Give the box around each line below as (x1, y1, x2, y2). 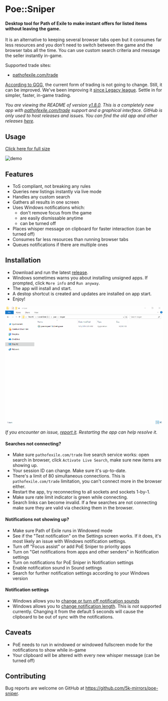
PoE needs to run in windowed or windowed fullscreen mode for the (12, 641, 152, 647)
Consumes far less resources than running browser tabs (12, 236, 128, 242)
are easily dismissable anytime (19, 215, 83, 221)
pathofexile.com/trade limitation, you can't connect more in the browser (12, 478, 162, 484)
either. (12, 483, 26, 489)
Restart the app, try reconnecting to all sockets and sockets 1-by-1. (12, 489, 150, 495)
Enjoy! (12, 296, 25, 302)
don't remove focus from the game (19, 210, 92, 216)
